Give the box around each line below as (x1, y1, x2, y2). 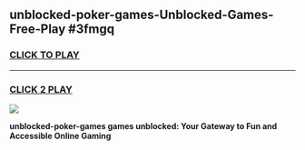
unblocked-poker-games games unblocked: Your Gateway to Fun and (9, 120, 278, 131)
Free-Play (9, 22, 66, 37)
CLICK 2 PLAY (9, 83, 73, 95)
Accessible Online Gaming (9, 130, 112, 141)
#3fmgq (67, 22, 115, 37)
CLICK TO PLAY (9, 49, 80, 62)
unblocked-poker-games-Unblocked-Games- (9, 7, 274, 23)
